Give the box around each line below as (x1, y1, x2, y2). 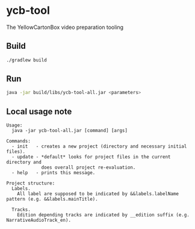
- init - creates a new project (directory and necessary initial (11, 143, 187, 149)
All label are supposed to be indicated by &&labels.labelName (17, 191, 179, 197)
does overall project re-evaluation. (41, 165, 136, 171)
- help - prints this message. (11, 170, 96, 176)
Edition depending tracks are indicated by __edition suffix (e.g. (17, 212, 190, 218)
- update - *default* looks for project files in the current (11, 154, 171, 160)
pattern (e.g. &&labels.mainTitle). (6, 196, 98, 202)
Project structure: (6, 180, 55, 187)
